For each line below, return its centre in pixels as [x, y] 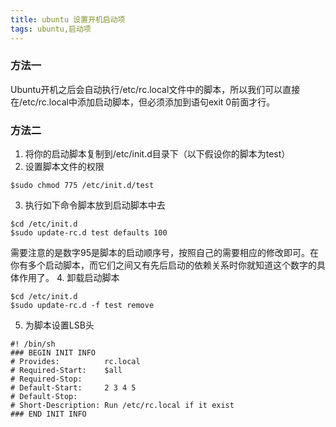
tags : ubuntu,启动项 [51, 29]
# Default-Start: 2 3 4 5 [73, 388]
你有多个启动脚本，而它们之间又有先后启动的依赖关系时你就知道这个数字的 [163, 265]
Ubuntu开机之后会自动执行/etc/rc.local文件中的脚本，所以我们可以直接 [155, 89]
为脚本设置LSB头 [59, 325]
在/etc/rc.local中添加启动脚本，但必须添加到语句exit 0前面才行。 [143, 102]
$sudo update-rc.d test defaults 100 [89, 233]
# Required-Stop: [46, 379]
